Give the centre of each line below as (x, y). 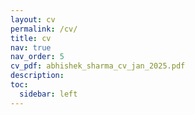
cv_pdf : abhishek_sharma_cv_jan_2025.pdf (98, 66)
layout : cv (33, 19)
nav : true (31, 47)
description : (37, 76)
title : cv (31, 38)
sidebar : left (48, 94)
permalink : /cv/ (44, 29)
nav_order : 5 (37, 57)
